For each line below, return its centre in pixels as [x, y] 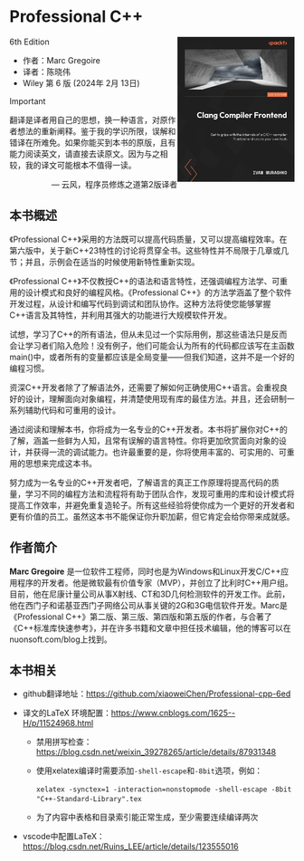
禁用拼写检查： [64, 742]
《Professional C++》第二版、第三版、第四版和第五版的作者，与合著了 [141, 617]
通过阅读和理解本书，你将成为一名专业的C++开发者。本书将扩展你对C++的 [148, 429]
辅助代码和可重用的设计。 [72, 410]
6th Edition [29, 42]
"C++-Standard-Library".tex [89, 799]
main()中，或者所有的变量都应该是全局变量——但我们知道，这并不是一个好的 [152, 357]
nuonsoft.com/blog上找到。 [61, 639]
